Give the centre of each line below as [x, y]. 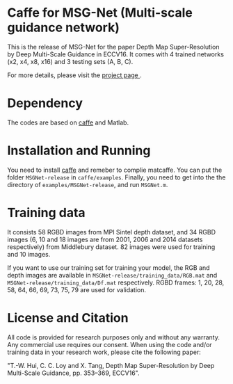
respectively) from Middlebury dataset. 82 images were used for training [111, 247]
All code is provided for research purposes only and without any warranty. [114, 337]
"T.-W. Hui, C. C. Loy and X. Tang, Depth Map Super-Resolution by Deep [111, 365]
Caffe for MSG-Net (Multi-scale [100, 13]
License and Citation [68, 318]
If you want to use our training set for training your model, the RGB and [109, 267]
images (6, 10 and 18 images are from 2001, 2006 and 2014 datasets [105, 239]
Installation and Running [79, 151]
